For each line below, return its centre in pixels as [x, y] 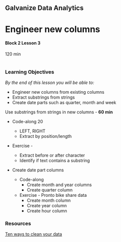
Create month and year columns [59, 185]
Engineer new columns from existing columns [58, 92]
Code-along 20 [27, 122]
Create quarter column [49, 190]
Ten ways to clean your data [34, 234]
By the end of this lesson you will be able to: [50, 82]
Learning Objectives [30, 72]
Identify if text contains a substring [55, 161]
